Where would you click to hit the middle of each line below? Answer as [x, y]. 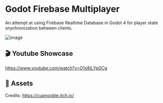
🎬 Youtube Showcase [39, 53]
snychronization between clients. [39, 28]
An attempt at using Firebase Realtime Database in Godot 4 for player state [82, 23]
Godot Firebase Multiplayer [62, 9]
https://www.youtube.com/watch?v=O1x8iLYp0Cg [56, 68]
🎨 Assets [19, 84]
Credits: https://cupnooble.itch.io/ [40, 95]
